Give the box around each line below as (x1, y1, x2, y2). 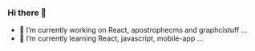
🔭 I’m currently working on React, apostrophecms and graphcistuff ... (18, 25, 248, 35)
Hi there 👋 (7, 7, 47, 18)
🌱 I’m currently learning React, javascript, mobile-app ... (18, 33, 204, 43)
